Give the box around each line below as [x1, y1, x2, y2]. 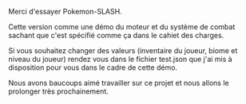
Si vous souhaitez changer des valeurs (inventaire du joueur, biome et [8, 46, 238, 55]
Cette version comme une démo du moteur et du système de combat [8, 22, 236, 31]
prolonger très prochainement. [8, 87, 109, 96]
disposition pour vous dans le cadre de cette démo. [8, 63, 178, 72]
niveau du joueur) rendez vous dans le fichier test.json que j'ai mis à [8, 55, 233, 64]
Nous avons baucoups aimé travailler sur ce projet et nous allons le [8, 79, 229, 87]
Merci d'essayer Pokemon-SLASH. [8, 7, 122, 16]
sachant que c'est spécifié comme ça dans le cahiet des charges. [8, 31, 224, 40]
